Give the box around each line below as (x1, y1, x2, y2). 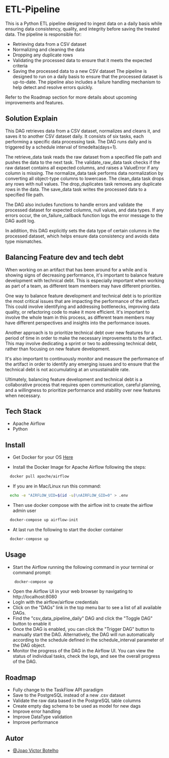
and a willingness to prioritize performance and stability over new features (5, 387, 161, 393)
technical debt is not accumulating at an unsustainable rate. (5, 366, 130, 372)
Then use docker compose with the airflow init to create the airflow (12, 502, 153, 508)
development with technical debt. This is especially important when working (5, 277, 164, 283)
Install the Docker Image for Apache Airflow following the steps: (12, 464, 146, 470)
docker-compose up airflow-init (10, 517, 79, 522)
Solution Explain (5, 114, 58, 123)
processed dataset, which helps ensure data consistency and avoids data (5, 233, 159, 239)
